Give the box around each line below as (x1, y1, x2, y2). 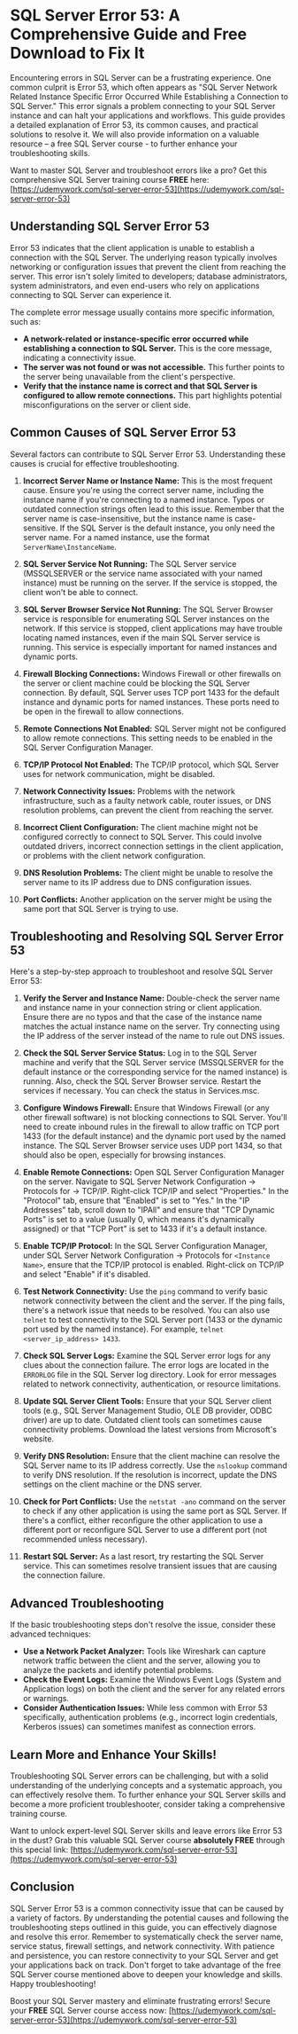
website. (22, 1433, 55, 1444)
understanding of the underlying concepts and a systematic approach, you (10, 1780, 283, 1790)
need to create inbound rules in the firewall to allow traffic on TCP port (22, 1121, 279, 1132)
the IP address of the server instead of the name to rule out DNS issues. (22, 1031, 286, 1041)
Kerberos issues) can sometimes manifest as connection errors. (22, 1722, 256, 1732)
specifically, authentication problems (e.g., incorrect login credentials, (22, 1712, 278, 1723)
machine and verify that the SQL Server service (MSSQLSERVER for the (22, 1057, 284, 1068)
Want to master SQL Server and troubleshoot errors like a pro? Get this (10, 165, 268, 176)
